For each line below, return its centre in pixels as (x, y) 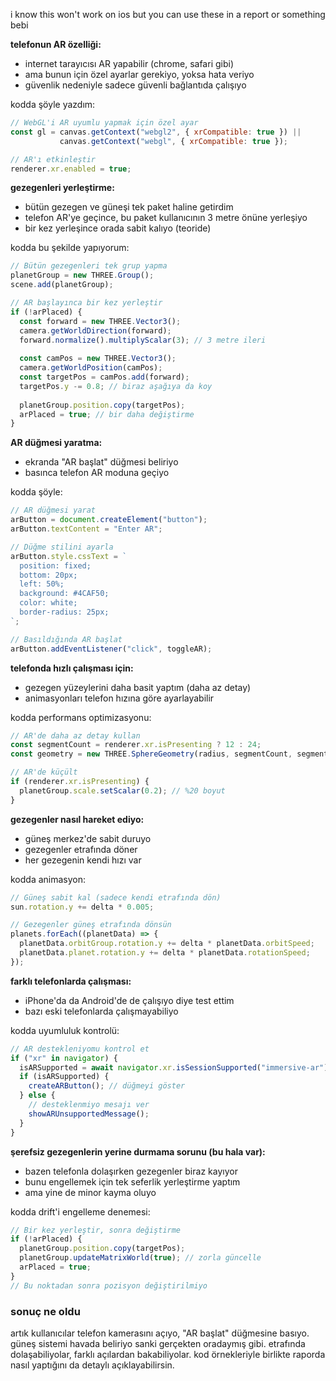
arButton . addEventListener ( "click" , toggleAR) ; (111, 649)
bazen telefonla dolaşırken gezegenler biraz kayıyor (131, 1171)
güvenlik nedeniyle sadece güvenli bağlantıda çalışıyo (135, 85)
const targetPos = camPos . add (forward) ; (104, 377)
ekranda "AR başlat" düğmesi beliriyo (101, 462)
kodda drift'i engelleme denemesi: (80, 1211)
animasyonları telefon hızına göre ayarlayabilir (119, 698)
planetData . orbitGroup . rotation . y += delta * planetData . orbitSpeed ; (167, 944)
